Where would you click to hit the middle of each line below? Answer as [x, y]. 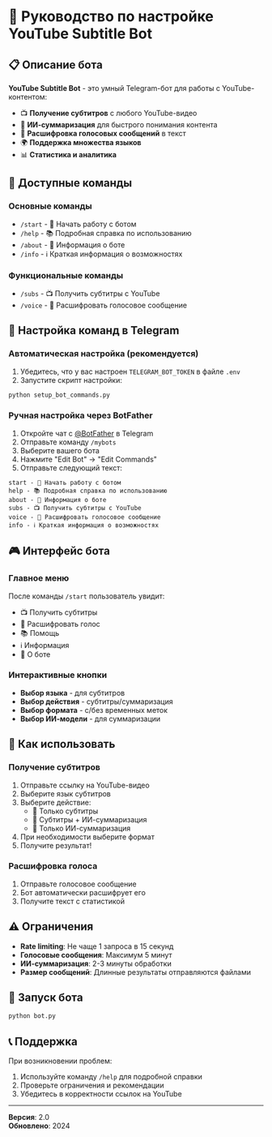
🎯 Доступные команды [70, 183]
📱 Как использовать [62, 744]
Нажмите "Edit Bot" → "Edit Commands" [89, 459]
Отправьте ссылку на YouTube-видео [85, 785]
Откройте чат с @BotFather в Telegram [87, 433]
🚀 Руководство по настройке [111, 17]
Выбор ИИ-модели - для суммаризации [90, 719]
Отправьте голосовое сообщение [78, 884]
